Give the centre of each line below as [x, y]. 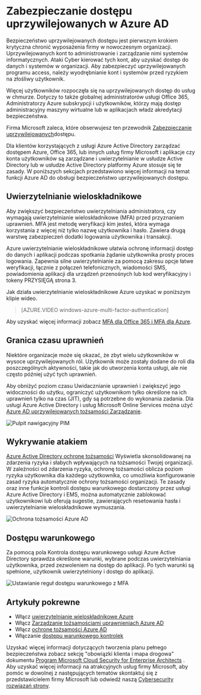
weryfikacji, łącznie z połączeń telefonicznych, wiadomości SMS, [87, 267]
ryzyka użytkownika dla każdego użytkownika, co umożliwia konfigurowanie [100, 476]
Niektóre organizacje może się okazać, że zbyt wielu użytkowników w [92, 355]
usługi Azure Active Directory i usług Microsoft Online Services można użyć [100, 405]
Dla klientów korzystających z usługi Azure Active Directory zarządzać [93, 145]
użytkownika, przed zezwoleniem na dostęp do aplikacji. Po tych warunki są [100, 565]
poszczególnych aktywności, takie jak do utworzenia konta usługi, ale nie [97, 367]
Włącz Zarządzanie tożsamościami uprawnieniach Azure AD [89, 623]
